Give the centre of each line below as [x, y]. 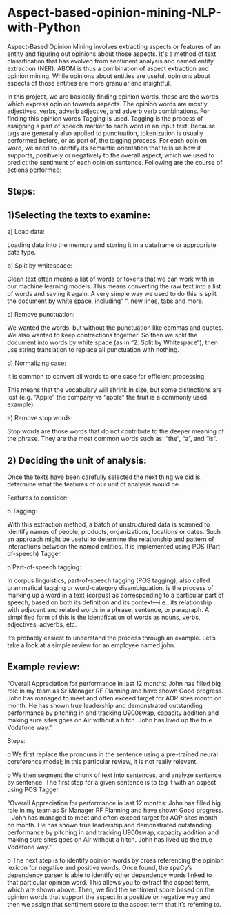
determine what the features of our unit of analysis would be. [94, 484]
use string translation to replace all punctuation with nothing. [93, 350]
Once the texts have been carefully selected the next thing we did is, [104, 477]
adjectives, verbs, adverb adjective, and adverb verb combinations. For [108, 111]
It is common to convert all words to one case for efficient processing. [107, 377]
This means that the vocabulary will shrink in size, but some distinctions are [114, 390]
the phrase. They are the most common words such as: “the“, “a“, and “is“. [112, 439]
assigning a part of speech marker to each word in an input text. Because [111, 126]
